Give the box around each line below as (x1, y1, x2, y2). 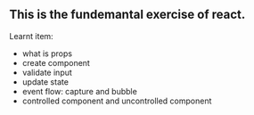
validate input (21, 67, 73, 78)
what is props (21, 48, 73, 59)
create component (21, 57, 91, 68)
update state (21, 76, 70, 87)
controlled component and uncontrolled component (21, 95, 212, 106)
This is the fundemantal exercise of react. (9, 7, 246, 22)
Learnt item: (9, 30, 53, 41)
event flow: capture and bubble (21, 86, 138, 96)
